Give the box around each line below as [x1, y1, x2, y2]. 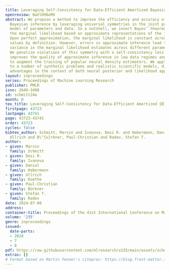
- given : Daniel [5, 163, 39, 168]
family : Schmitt [10, 149, 44, 154]
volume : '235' [5, 215, 35, 220]
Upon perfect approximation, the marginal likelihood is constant [10, 36, 153, 41]
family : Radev [10, 196, 39, 201]
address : [5, 205, 24, 210]
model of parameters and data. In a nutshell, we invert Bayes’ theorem [10, 26, 166, 31]
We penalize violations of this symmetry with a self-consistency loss [10, 50, 164, 55]
